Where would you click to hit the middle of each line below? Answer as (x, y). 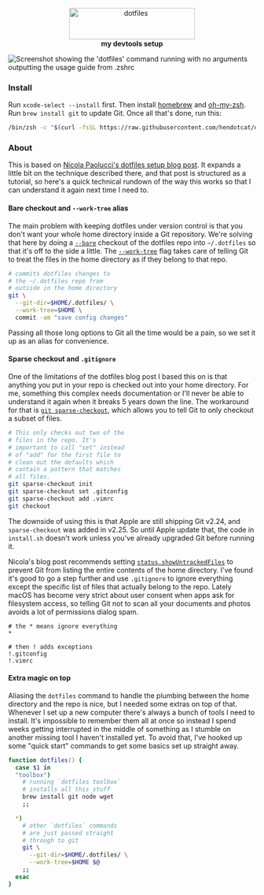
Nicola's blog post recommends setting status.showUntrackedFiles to (121, 561)
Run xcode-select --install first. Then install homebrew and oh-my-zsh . (127, 105)
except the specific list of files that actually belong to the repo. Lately (120, 586)
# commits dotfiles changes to (59, 273)
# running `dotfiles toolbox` (72, 782)
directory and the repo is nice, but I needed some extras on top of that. (123, 704)
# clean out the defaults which (61, 462)
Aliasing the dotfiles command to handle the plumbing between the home (129, 695)
